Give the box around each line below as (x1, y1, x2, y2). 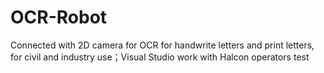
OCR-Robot (10, 6, 108, 29)
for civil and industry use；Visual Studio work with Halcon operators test (10, 51, 310, 63)
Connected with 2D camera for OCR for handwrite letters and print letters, (10, 39, 315, 51)
